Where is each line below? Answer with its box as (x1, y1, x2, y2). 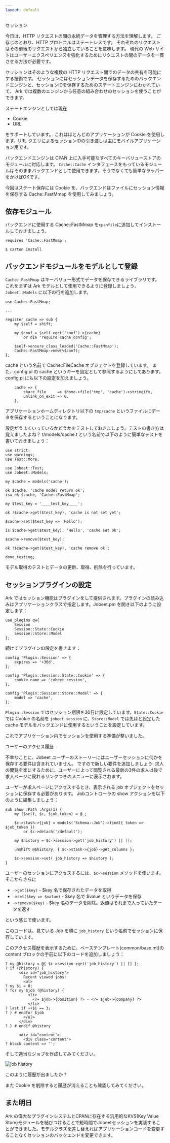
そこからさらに (5, 876, 36, 882)
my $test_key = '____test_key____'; (5, 501, 82, 506)
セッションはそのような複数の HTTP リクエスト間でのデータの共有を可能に (5, 69, 162, 75)
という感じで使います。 (5, 917, 54, 923)
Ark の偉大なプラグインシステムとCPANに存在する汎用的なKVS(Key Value (5, 1113, 159, 1119)
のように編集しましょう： (5, 797, 59, 803)
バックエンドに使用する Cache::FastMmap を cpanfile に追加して (5, 221, 139, 228)
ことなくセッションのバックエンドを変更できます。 (9, 1132, 116, 1138)
